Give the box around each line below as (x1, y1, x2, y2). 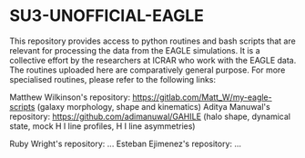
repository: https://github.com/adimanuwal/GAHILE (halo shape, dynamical (9, 111, 291, 122)
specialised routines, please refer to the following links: (9, 74, 217, 84)
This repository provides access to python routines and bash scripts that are (9, 35, 296, 46)
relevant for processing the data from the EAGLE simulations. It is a (9, 44, 260, 55)
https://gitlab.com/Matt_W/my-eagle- (131, 92, 272, 103)
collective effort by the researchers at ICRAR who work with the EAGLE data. (9, 54, 297, 65)
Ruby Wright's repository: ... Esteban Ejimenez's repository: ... (9, 138, 242, 149)
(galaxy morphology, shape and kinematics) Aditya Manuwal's (36, 101, 270, 112)
